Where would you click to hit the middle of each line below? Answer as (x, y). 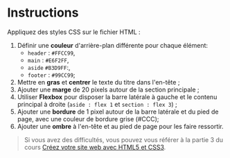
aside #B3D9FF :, (49, 67)
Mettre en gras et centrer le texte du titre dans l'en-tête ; (98, 82)
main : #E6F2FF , (48, 60)
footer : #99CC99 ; (51, 75)
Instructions (43, 13)
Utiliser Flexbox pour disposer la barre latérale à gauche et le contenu (117, 97)
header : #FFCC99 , (51, 53)
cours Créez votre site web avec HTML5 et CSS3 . (95, 147)
